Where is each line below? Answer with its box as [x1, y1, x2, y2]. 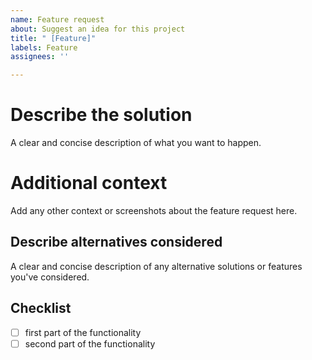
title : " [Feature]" [10, 33, 97, 43]
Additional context [10, 172, 168, 195]
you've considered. [10, 271, 90, 283]
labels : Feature [10, 42, 78, 53]
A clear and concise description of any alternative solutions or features [10, 260, 303, 272]
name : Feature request [10, 14, 105, 25]
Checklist [10, 300, 72, 317]
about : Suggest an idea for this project [10, 24, 186, 34]
